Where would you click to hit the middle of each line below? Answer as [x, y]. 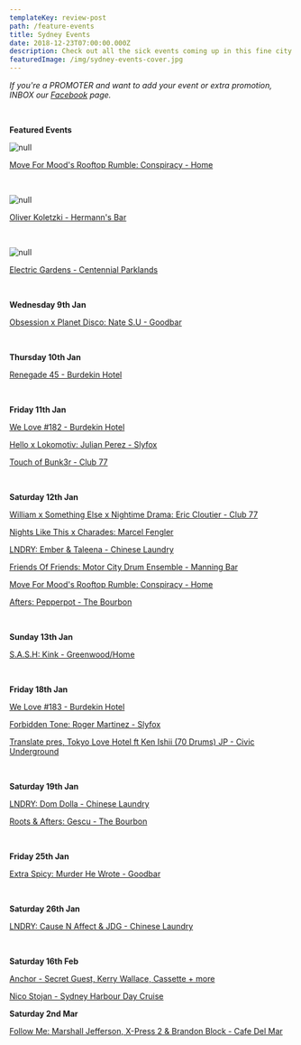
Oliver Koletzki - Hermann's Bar [68, 217]
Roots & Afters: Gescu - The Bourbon [78, 821]
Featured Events [41, 130]
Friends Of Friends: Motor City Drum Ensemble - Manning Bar [124, 567]
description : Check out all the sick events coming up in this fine [141, 51]
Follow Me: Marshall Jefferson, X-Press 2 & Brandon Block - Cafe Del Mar [146, 1031]
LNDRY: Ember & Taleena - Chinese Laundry [91, 550]
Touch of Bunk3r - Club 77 [59, 462]
